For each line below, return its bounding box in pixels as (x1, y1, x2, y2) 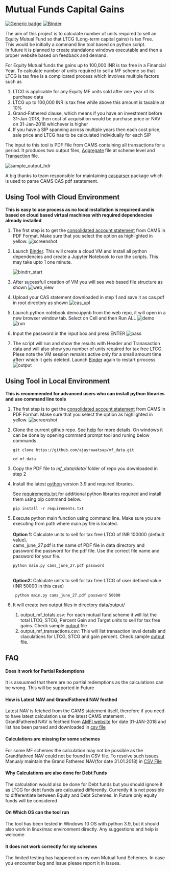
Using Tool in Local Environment (5, 377, 110, 386)
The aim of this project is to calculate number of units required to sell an (5, 30, 157, 36)
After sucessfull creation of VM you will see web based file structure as (12, 279, 163, 285)
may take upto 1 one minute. (12, 259, 72, 265)
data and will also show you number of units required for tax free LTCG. (12, 346, 163, 352)
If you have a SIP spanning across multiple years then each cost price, (12, 126, 161, 133)
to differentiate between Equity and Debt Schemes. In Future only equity (5, 792, 157, 798)
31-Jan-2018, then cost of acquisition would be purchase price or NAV (12, 115, 161, 121)
